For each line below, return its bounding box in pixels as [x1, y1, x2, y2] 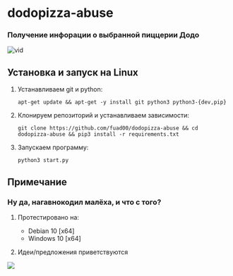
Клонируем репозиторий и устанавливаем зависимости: [17, 111, 189, 120]
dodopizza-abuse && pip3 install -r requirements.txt [17, 131, 179, 138]
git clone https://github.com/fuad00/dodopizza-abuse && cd [17, 125, 198, 132]
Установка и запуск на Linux [7, 66, 139, 78]
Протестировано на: [17, 213, 80, 221]
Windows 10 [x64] [28, 234, 81, 242]
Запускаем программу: [17, 143, 89, 152]
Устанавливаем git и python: [17, 85, 103, 94]
